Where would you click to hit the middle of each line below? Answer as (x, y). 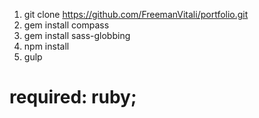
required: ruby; (73, 97)
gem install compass (66, 25)
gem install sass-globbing (77, 35)
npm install (46, 46)
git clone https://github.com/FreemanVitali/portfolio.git (136, 14)
